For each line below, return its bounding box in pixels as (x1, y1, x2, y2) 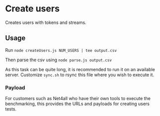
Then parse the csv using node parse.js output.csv (5, 57, 112, 63)
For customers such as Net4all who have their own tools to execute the (5, 96, 151, 102)
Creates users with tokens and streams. (5, 19, 86, 25)
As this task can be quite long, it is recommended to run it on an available (5, 66, 155, 72)
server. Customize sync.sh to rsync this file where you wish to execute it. (5, 72, 155, 78)
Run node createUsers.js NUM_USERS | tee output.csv (5, 47, 117, 53)
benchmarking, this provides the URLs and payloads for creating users (5, 101, 150, 107)
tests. (5, 106, 16, 112)
